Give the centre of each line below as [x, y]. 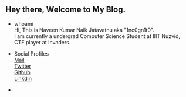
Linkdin [23, 78]
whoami [23, 23]
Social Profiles [31, 53]
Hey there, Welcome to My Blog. [65, 10]
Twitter [23, 66]
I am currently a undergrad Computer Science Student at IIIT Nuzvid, [97, 36]
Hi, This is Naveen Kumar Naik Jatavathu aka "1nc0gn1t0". [84, 30]
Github [22, 72]
